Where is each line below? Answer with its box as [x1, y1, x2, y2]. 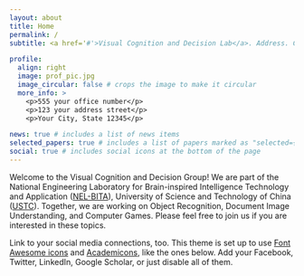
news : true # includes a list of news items [9, 130, 180, 139]
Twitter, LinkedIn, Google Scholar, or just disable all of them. [9, 256, 233, 267]
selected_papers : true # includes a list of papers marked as [9, 138, 249, 148]
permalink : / [9, 30, 59, 39]
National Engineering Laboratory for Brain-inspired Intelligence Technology [9, 181, 290, 192]
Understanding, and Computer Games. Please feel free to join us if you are [9, 210, 288, 221]
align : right [17, 63, 67, 72]
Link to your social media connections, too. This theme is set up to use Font [9, 237, 291, 248]
